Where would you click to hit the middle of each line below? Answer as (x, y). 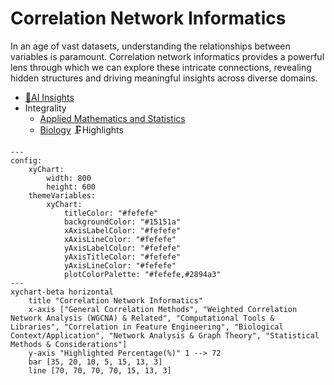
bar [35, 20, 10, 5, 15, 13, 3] (95, 362)
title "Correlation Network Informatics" (115, 300)
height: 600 (71, 187)
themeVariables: (62, 195)
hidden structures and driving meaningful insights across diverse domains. (164, 78)
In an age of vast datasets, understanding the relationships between (150, 46)
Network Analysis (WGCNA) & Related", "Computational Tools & (142, 318)
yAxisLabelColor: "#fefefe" (122, 248)
